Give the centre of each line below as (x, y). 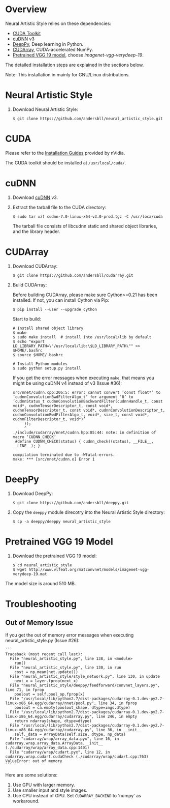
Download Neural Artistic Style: (45, 109)
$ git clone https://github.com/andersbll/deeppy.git (71, 503)
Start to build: (27, 319)
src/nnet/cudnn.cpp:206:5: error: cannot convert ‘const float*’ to (87, 392)
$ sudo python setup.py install (47, 368)
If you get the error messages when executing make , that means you (83, 378)
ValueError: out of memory (34, 761)
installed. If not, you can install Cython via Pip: (61, 300)
